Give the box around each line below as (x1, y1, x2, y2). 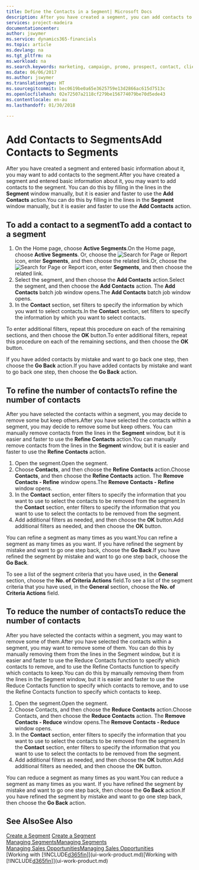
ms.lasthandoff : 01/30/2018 (6, 102, 76, 108)
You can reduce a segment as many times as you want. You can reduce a (6, 774, 184, 781)
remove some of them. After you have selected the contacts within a (6, 637, 172, 645)
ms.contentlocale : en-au (6, 96, 68, 102)
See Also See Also (6, 816, 73, 826)
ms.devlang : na (6, 47, 44, 53)
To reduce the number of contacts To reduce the (6, 607, 186, 617)
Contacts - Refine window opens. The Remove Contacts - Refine (14, 479, 175, 486)
